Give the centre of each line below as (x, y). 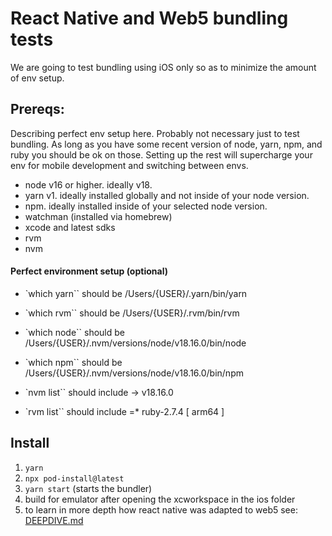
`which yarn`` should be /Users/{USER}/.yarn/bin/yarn (136, 293)
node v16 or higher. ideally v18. (88, 184)
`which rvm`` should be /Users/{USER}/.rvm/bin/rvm (132, 313)
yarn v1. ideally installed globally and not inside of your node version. (167, 195)
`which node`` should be (75, 332)
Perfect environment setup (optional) (89, 271)
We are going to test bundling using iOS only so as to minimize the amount (163, 67)
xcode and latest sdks (70, 227)
